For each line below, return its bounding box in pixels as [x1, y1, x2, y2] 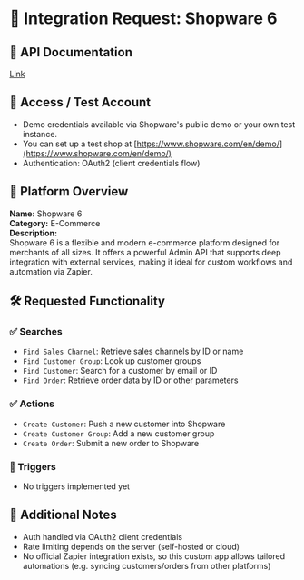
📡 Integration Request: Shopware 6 [9, 8, 278, 29]
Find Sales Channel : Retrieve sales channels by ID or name [22, 345, 244, 357]
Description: [9, 227, 57, 238]
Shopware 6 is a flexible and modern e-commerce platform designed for [9, 236, 280, 248]
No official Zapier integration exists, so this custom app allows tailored [22, 550, 286, 562]
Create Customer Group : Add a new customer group [22, 427, 215, 439]
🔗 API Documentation [9, 45, 133, 60]
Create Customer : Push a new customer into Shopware [22, 418, 226, 429]
